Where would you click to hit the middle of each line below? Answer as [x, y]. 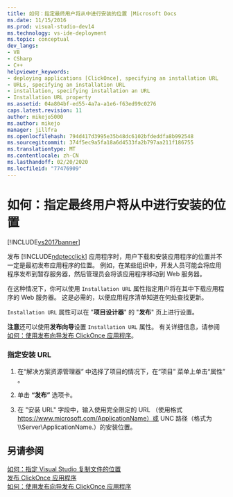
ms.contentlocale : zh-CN [43, 156]
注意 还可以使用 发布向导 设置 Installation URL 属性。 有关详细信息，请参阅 [114, 326]
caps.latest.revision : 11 [44, 110]
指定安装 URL [29, 355]
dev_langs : [23, 46]
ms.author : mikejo [34, 123]
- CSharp [20, 59]
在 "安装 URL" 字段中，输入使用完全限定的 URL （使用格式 [100, 410]
